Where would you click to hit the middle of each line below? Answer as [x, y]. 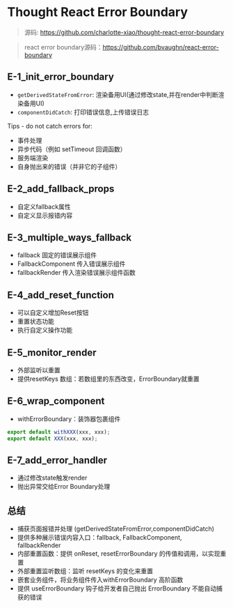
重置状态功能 [35, 321]
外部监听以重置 [39, 370]
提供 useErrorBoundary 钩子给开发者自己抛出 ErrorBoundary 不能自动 [117, 588]
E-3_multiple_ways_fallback [70, 237]
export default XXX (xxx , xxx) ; [53, 439]
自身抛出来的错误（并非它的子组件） [69, 166]
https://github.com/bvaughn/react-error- [161, 47]
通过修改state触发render [52, 478]
